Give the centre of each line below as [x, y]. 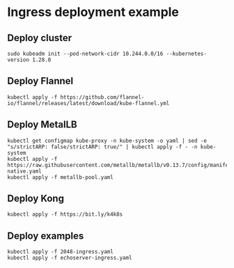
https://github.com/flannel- [102, 97]
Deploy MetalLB [42, 125]
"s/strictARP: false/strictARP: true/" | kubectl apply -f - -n [102, 147]
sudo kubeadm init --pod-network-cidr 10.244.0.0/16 [85, 54]
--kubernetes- [187, 54]
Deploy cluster [40, 38]
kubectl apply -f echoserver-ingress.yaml [70, 258]
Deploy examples [46, 236]
